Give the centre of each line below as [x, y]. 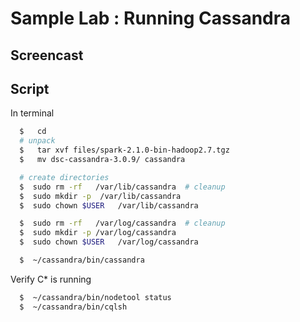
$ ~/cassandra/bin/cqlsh [73, 307]
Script [30, 88]
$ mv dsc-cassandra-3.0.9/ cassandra [102, 160]
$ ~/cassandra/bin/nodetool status [95, 297]
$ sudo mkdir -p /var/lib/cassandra [100, 196]
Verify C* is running [51, 279]
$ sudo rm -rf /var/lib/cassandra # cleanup [122, 187]
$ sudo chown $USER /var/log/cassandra [109, 242]
